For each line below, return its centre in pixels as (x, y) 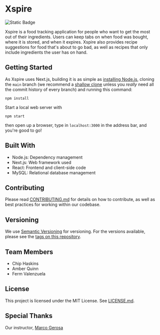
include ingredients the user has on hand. (46, 52)
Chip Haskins (25, 263)
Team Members (29, 252)
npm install (17, 98)
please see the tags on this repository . (43, 237)
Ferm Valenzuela (29, 274)
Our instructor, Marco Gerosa (34, 327)
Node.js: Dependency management (47, 157)
